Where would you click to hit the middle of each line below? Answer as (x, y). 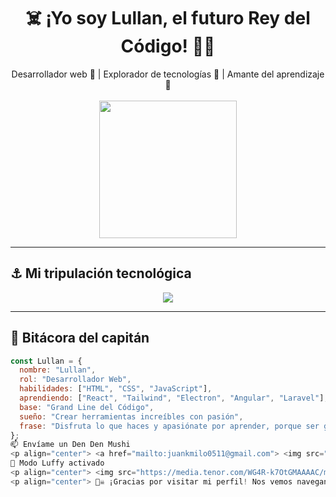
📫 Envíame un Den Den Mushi (70, 445)
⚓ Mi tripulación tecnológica (101, 273)
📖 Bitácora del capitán (80, 338)
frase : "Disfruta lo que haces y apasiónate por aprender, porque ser (169, 426)
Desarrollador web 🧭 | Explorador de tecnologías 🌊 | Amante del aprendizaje (168, 74)
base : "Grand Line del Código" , (87, 407)
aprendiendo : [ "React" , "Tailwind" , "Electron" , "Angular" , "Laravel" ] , (174, 398)
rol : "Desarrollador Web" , (75, 380)
